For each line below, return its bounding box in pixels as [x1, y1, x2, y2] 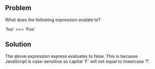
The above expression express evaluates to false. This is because [5, 53, 138, 59]
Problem [5, 4, 32, 12]
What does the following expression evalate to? [5, 17, 101, 22]
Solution [5, 40, 31, 49]
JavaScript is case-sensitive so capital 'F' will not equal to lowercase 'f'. [5, 58, 151, 64]
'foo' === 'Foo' [5, 26, 36, 32]
